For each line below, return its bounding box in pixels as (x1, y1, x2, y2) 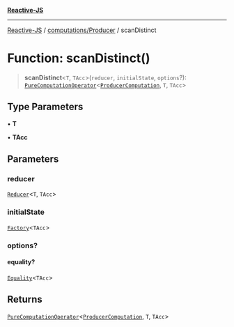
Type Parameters (7, 101, 84, 113)
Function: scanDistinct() (7, 50, 150, 66)
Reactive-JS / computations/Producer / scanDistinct (7, 26, 157, 34)
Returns (7, 294, 43, 305)
